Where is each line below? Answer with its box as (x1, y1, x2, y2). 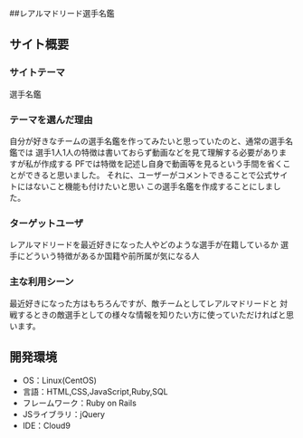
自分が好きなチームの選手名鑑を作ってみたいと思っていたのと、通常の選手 (9, 135, 286, 147)
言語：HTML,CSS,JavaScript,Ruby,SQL (22, 386, 169, 397)
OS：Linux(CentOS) (22, 375, 98, 386)
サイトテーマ (9, 66, 66, 79)
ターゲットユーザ (9, 216, 84, 229)
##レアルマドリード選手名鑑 (9, 8, 115, 18)
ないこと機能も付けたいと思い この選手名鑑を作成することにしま (33, 180, 273, 192)
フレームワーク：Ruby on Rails (22, 397, 137, 409)
